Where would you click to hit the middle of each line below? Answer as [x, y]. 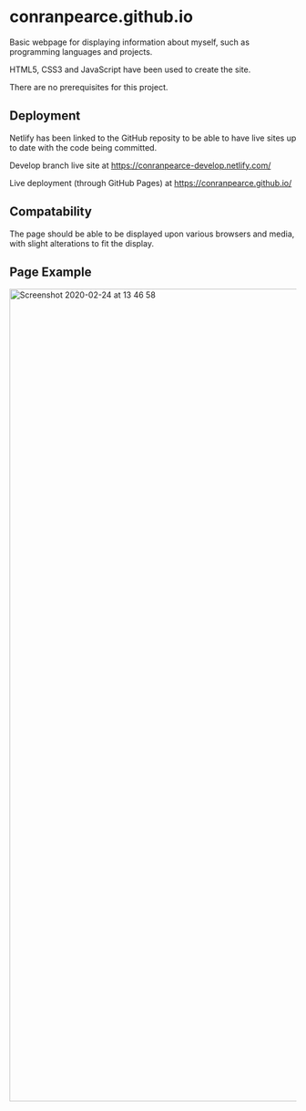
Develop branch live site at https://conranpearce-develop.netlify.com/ [140, 165]
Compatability [51, 212]
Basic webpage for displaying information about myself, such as [130, 42]
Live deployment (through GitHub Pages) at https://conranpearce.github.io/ [151, 183]
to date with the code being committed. [83, 147]
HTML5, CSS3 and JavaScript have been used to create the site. [130, 69]
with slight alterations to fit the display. [82, 243]
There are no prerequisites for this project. [89, 87]
